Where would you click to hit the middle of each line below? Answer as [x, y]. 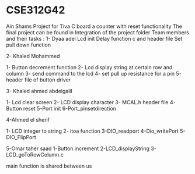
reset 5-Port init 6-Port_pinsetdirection [70, 108]
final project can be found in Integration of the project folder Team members [98, 32]
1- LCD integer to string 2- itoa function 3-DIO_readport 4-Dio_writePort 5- [96, 131]
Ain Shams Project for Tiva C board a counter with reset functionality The [94, 26]
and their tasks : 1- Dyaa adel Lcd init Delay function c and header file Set [94, 38]
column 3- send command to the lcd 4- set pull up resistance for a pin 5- [94, 73]
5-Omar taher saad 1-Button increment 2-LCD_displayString [78, 148]
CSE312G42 [36, 10]
